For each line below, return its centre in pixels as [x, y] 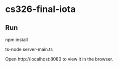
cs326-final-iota [40, 9]
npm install [17, 39]
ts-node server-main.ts [29, 49]
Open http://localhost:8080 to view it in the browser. [59, 59]
